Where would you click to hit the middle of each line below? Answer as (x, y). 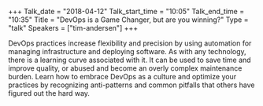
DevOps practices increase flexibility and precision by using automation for (130, 43)
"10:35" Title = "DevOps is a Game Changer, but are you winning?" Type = (128, 20)
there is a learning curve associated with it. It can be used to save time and (130, 60)
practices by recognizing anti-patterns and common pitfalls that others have (131, 85)
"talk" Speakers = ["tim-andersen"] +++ (73, 28)
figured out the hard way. (49, 93)
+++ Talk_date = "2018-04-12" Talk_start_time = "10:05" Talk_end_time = (126, 11)
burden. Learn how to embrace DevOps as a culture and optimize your (122, 77)
